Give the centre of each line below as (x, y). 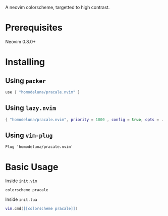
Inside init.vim (21, 181)
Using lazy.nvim (31, 108)
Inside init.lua (21, 199)
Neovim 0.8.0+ (21, 41)
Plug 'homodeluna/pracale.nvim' (39, 147)
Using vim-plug (29, 135)
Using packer (26, 80)
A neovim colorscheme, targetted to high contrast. (58, 7)
